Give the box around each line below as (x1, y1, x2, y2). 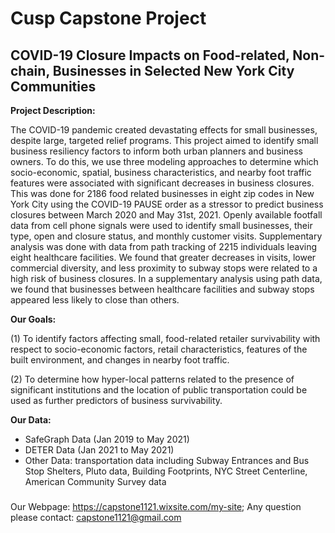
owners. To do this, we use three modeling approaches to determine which (10, 156, 319, 167)
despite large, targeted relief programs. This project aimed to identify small (10, 135, 319, 146)
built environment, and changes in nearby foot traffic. (10, 354, 230, 366)
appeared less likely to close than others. (10, 294, 180, 306)
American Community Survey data (24, 476, 167, 487)
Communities (10, 78, 97, 95)
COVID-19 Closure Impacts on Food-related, (10, 47, 290, 64)
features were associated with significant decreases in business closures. (10, 177, 315, 189)
